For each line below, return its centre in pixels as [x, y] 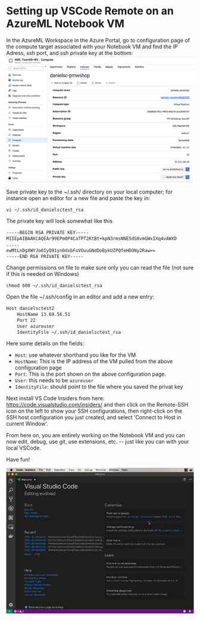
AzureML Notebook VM [65, 24]
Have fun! [18, 460]
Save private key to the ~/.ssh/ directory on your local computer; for [89, 192]
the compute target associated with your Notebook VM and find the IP [92, 47]
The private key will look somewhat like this [60, 221]
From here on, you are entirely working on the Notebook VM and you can [96, 435]
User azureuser [36, 327]
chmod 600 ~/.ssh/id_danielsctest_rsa [54, 286]
